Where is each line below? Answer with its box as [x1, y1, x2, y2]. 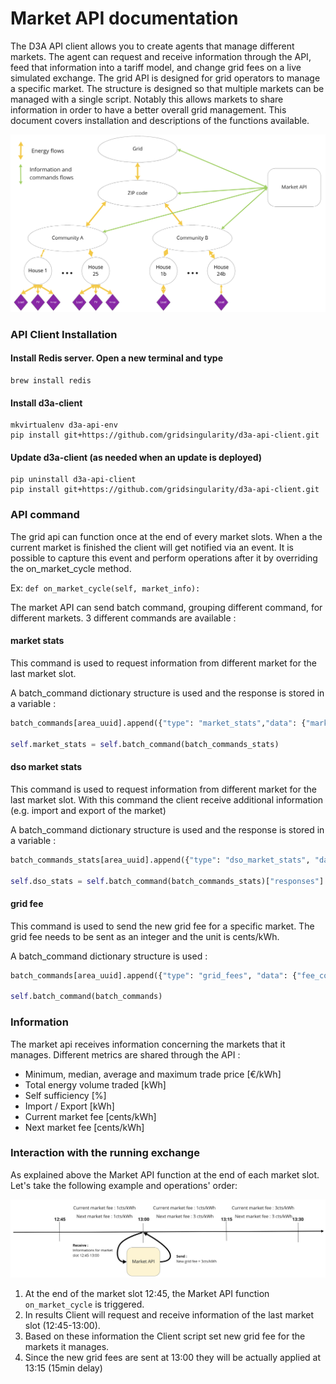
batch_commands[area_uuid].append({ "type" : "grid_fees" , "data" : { [10, 970, 298, 981]
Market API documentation [10, 7, 239, 30]
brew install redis [10, 376, 92, 386]
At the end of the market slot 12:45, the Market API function [24, 1288, 270, 1300]
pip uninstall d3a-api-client [10, 475, 137, 485]
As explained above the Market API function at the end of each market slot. [10, 1168, 320, 1181]
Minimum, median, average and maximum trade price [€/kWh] [24, 1068, 282, 1080]
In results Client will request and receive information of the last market [24, 1309, 315, 1321]
